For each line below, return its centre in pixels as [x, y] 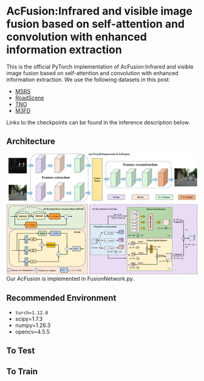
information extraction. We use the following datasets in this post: [88, 79]
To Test [21, 351]
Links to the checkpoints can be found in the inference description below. [98, 122]
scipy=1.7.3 [29, 319]
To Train [22, 371]
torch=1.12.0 [32, 313]
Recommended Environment [61, 298]
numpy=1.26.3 [33, 325]
